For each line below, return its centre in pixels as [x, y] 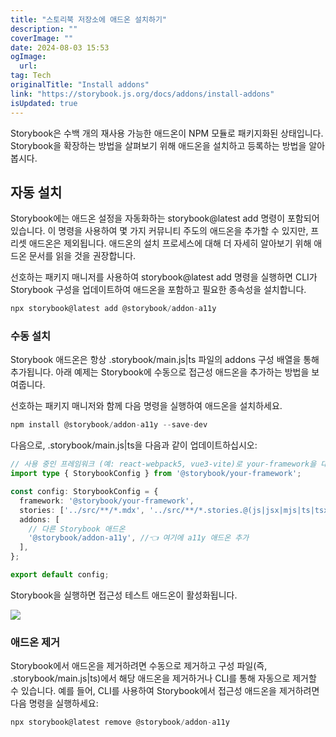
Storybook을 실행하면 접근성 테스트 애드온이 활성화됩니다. [124, 595]
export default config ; [60, 575]
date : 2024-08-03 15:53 [60, 47]
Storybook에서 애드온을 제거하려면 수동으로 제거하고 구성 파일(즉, [139, 666]
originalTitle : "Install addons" [80, 85]
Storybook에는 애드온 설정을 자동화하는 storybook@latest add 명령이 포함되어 [165, 218]
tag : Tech [31, 76]
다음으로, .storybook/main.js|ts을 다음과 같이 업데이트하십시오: [134, 445]
